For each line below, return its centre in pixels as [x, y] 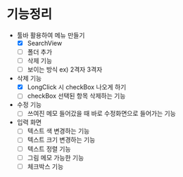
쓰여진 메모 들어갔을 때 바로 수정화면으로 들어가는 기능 [102, 114]
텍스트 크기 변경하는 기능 [61, 140]
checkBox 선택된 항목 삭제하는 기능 [76, 96]
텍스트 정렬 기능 [49, 149]
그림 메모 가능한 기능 [56, 157]
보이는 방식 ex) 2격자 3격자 [65, 70]
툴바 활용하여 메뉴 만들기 [51, 35]
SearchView [45, 43]
